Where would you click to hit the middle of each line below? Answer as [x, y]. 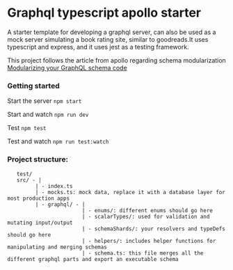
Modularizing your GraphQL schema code [67, 67]
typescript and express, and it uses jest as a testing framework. [98, 47]
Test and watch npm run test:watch [58, 141]
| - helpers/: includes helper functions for [149, 241]
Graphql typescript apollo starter [104, 13]
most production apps [39, 198]
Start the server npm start [45, 101]
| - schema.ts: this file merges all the [143, 253]
